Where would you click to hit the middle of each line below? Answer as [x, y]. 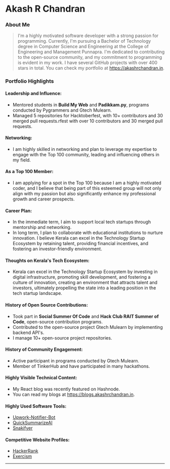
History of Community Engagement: [44, 349]
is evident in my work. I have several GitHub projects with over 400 [88, 63]
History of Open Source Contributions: [47, 305]
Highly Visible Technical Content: [41, 378]
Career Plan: [18, 211]
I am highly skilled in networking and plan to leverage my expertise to [85, 149]
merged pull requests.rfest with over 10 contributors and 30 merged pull [88, 121]
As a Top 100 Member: [29, 172]
